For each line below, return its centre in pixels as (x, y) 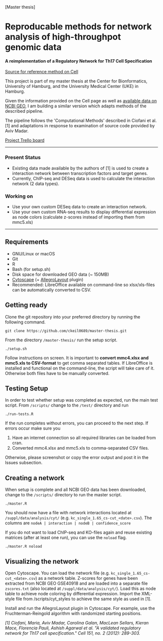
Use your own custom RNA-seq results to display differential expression (84, 212)
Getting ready (26, 305)
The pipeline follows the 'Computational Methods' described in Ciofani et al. (81, 120)
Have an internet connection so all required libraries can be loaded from (84, 438)
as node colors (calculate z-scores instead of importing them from (78, 217)
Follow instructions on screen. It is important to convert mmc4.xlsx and (77, 358)
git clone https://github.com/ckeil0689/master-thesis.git (66, 331)
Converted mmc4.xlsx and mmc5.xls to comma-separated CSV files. (81, 448)
